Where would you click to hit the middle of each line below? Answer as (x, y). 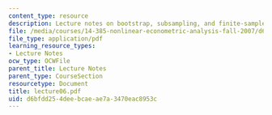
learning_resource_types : (52, 46)
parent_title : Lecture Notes (57, 69)
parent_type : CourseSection (56, 76)
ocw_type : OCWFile (39, 62)
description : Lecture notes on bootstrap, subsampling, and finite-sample (137, 23)
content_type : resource (49, 16)
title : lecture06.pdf (45, 91)
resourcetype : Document (49, 83)
